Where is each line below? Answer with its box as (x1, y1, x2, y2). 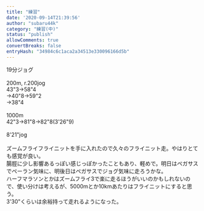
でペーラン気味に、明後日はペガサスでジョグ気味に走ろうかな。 (6, 167, 167, 175)
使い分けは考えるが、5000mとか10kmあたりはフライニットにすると (16, 182, 188, 190)
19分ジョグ (6, 66, 34, 73)
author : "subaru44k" (6, 20, 59, 26)
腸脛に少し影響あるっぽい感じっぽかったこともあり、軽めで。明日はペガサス (6, 159, 199, 167)
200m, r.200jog (6, 79, 46, 86)
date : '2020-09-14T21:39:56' (6, 15, 81, 21)
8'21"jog (6, 131, 27, 138)
